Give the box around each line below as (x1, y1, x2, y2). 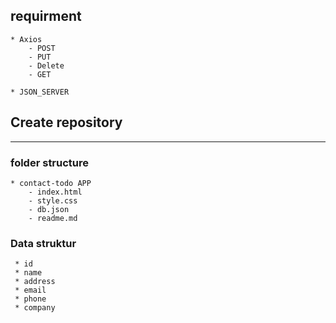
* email (14, 285, 47, 296)
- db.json (28, 204, 70, 214)
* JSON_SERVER (10, 87, 70, 97)
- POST (28, 43, 56, 53)
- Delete (28, 60, 65, 71)
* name (14, 268, 43, 278)
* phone (14, 294, 47, 304)
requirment (10, 8, 82, 25)
